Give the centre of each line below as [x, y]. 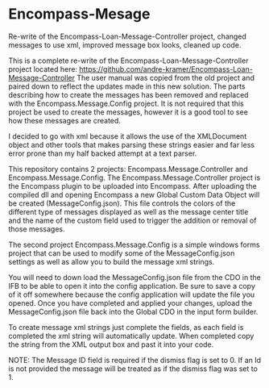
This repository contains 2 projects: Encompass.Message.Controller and [128, 169]
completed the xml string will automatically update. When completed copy [131, 336]
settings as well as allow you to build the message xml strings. [112, 261]
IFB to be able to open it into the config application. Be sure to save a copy [132, 286]
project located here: [43, 69]
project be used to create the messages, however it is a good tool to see [128, 112]
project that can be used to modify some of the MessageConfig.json [122, 253]
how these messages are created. [64, 120]
